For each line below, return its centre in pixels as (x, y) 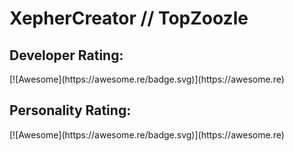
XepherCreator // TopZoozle (129, 18)
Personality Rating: (70, 110)
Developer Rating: (66, 55)
